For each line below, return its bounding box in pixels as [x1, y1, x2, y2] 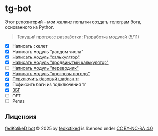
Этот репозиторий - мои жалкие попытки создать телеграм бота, [5, 19, 142, 25]
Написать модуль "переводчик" [12, 65, 79, 71]
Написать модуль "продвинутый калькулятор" [12, 59, 109, 66]
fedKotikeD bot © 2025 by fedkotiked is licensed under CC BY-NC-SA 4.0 [5, 125, 153, 132]
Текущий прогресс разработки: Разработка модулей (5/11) [17, 34, 140, 39]
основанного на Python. [5, 24, 55, 30]
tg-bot [5, 3, 32, 14]
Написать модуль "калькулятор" [12, 54, 80, 60]
